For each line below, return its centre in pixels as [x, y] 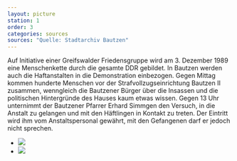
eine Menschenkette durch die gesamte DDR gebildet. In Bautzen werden [115, 68]
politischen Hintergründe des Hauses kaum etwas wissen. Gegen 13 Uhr [113, 98]
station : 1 [23, 21]
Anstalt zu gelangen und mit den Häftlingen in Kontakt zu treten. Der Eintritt [118, 113]
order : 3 [20, 27]
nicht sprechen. [30, 128]
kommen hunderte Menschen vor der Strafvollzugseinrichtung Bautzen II [114, 83]
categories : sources [38, 34]
